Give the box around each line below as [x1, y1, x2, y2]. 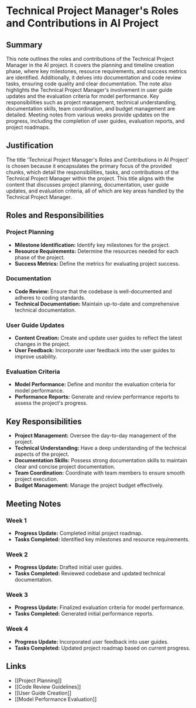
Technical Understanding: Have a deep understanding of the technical [14, 445, 187, 452]
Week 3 [6, 591, 28, 599]
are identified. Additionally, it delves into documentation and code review [6, 74, 182, 81]
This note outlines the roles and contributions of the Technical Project [6, 56, 174, 62]
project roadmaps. [6, 124, 51, 130]
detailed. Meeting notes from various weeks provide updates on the [6, 111, 170, 118]
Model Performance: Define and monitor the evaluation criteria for [14, 381, 176, 388]
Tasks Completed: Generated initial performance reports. [14, 610, 154, 617]
